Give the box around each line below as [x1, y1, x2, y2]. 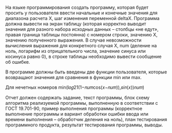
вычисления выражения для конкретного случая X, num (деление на [5, 43, 157, 48]
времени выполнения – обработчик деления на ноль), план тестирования [5, 117, 167, 122]
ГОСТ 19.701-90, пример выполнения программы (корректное [5, 105, 143, 111]
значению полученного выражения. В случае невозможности [5, 37, 142, 43]
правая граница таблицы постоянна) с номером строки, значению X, [5, 32, 158, 37]
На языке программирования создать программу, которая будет [5, 5, 149, 10]
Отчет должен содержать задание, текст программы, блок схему [5, 94, 150, 101]
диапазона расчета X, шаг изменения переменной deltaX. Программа [5, 15, 160, 21]
